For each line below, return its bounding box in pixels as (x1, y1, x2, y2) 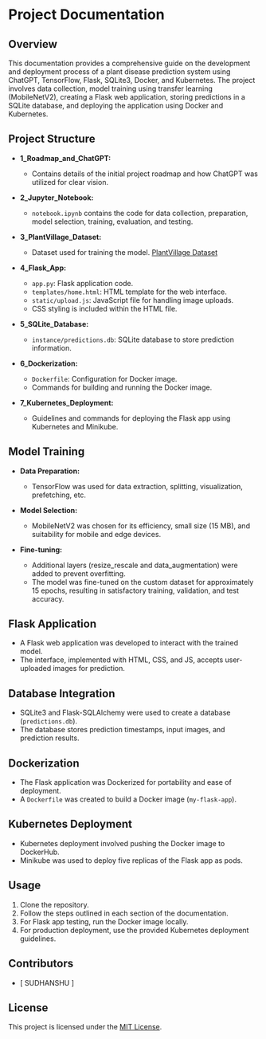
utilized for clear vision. (31, 177, 109, 186)
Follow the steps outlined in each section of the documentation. (19, 908, 229, 918)
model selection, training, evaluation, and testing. (31, 217, 194, 226)
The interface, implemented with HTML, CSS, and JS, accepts (19, 655, 224, 665)
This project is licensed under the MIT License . (8, 1022, 162, 1032)
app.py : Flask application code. (31, 278, 134, 288)
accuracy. (31, 594, 65, 603)
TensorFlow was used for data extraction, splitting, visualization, (31, 481, 243, 491)
